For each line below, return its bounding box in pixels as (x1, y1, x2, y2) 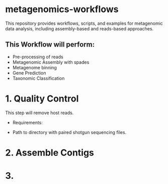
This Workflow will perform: (5, 40, 95, 49)
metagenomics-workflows (5, 4, 119, 15)
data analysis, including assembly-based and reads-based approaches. (5, 25, 154, 31)
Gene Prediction (12, 70, 46, 76)
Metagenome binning (12, 64, 57, 70)
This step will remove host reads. (5, 110, 74, 116)
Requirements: (12, 119, 43, 125)
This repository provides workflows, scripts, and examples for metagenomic (5, 20, 163, 26)
